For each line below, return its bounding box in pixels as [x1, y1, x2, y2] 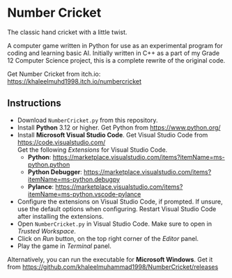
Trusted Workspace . [17, 226, 77, 235]
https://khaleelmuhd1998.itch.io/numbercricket [7, 77, 141, 85]
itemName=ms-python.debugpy [27, 175, 121, 183]
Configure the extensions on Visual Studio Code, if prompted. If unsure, [17, 197, 223, 206]
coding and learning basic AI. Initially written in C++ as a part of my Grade [7, 49, 220, 57]
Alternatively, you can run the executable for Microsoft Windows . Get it [7, 255, 213, 263]
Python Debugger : [27, 167, 82, 176]
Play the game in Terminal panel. [17, 242, 111, 250]
